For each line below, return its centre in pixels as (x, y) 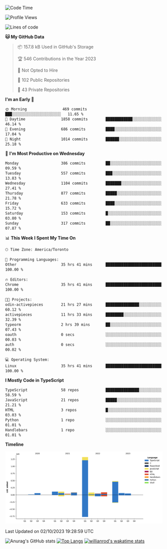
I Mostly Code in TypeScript (34, 380)
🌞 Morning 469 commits (46, 109)
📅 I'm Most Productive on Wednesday (45, 153)
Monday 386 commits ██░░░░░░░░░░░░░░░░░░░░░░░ (83, 163)
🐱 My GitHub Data (25, 37)
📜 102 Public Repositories (43, 80)
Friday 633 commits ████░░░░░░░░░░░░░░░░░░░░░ (83, 203)
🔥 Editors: (17, 280)
